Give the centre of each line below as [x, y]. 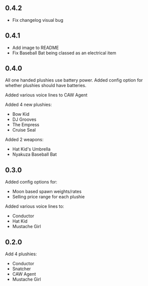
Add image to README [36, 48]
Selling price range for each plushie [48, 197]
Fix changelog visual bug [38, 20]
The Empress [26, 125]
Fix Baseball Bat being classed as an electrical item [64, 53]
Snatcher [21, 269]
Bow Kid [21, 114]
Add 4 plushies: [21, 254]
